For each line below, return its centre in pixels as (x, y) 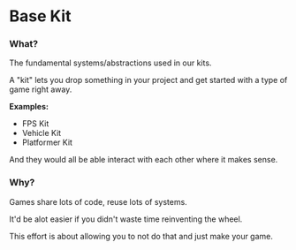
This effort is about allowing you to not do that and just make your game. (141, 236)
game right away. (41, 89)
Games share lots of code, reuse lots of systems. (98, 201)
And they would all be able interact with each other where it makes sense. (144, 160)
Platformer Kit (47, 142)
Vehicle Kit (42, 133)
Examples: (29, 107)
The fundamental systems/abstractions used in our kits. (110, 63)
